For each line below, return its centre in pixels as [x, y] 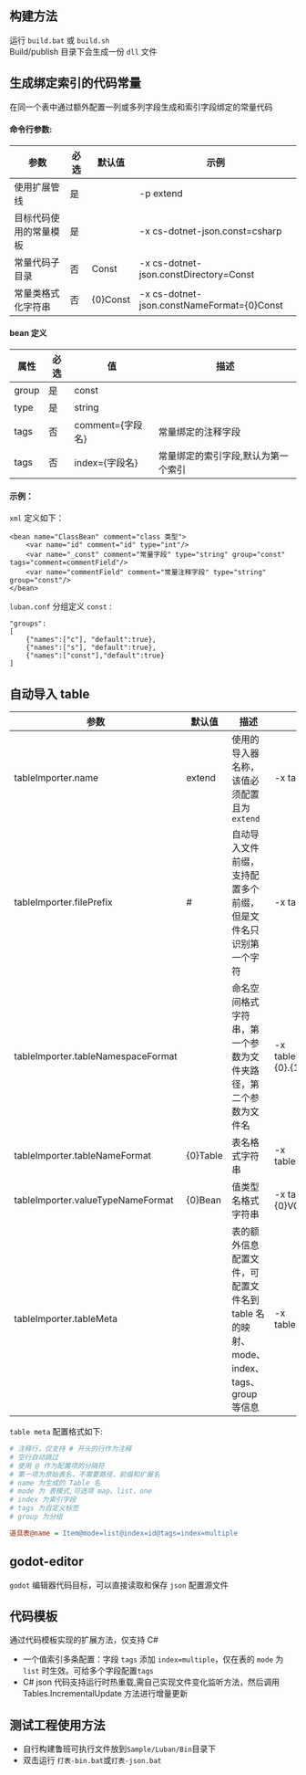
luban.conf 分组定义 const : [61, 606]
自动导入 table [50, 693]
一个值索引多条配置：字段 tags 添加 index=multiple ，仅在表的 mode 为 [153, 1659]
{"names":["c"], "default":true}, [91, 640]
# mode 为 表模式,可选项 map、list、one [81, 1491]
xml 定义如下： [37, 518]
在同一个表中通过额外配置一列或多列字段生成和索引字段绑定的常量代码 [141, 107]
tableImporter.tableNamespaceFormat [96, 1056]
